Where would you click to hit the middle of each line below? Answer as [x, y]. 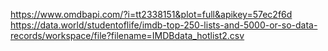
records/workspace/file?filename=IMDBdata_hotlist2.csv [127, 35]
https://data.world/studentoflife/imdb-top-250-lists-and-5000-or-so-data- [164, 25]
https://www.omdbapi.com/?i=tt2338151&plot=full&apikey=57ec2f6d [151, 14]
